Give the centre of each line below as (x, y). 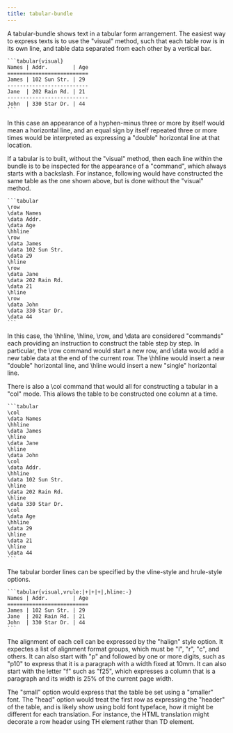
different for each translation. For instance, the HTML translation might (108, 714)
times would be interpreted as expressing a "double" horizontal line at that (114, 137)
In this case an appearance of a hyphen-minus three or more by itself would (116, 123)
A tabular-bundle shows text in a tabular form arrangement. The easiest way (116, 33)
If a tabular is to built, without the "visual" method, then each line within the (115, 158)
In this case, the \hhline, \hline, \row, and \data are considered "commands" (115, 336)
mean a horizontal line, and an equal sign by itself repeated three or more (112, 130)
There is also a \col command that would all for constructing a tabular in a (113, 386)
